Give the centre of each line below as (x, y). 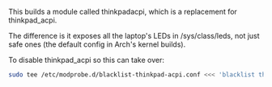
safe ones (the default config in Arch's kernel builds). (97, 44)
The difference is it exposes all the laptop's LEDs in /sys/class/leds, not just (134, 36)
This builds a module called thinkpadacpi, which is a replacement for (123, 12)
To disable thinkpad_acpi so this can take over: (86, 60)
